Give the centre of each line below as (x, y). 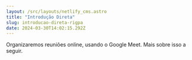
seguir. (14, 51)
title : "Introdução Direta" (41, 17)
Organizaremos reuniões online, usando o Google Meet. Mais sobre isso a (96, 45)
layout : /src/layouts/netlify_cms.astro (57, 11)
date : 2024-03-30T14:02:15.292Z (46, 28)
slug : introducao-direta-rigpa (45, 22)
